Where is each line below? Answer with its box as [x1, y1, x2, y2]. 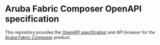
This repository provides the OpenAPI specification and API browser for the [5, 29, 156, 35]
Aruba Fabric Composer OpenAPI [5, 3, 142, 14]
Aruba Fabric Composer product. [5, 34, 71, 40]
